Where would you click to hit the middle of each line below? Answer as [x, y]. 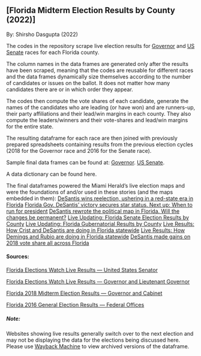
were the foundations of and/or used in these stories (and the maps [90, 192]
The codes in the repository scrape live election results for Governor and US [100, 46]
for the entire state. [30, 126]
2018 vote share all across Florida [48, 243]
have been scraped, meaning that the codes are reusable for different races [100, 70]
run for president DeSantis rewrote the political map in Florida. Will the [93, 211]
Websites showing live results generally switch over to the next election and [100, 333]
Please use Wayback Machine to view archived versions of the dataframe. [98, 346]
